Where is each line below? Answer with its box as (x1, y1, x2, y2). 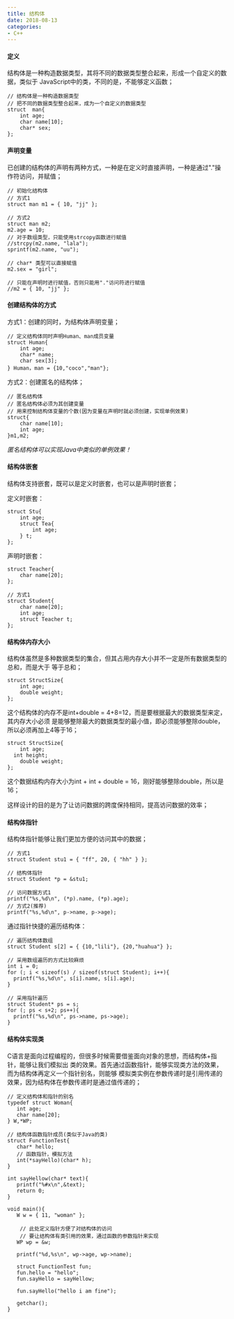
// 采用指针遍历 (7, 995, 48, 1002)
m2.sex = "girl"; (7, 266, 58, 273)
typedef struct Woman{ (7, 1099, 73, 1106)
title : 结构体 (7, 10, 45, 17)
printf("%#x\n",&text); (16, 1181, 86, 1188)
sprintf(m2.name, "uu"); (7, 246, 79, 253)
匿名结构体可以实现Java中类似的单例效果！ (7, 445, 132, 453)
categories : (7, 23, 42, 30)
